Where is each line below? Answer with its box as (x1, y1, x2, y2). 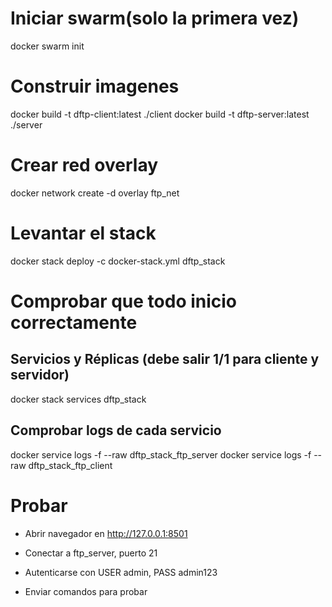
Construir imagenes (10, 75, 180, 98)
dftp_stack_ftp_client (28, 459, 113, 471)
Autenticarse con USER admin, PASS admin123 (24, 566, 218, 578)
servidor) (10, 367, 70, 384)
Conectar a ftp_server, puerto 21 (24, 547, 158, 559)
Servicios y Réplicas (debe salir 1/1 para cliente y (10, 351, 320, 368)
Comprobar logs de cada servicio (10, 422, 222, 439)
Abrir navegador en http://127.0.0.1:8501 (24, 527, 188, 539)
